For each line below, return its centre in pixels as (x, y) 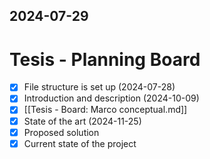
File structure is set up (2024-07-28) (99, 87)
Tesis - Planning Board (105, 59)
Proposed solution (61, 132)
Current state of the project (80, 143)
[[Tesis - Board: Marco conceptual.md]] (105, 110)
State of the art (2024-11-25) (82, 121)
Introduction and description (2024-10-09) (111, 98)
